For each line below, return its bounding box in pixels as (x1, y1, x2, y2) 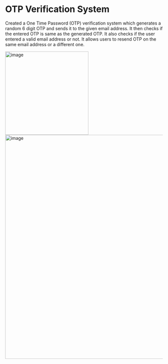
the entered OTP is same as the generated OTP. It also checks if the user (5, 31, 155, 37)
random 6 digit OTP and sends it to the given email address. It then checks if (5, 25, 163, 31)
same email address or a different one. (5, 41, 85, 47)
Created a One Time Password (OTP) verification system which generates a (5, 20, 161, 26)
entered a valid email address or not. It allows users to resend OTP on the (5, 36, 156, 42)
